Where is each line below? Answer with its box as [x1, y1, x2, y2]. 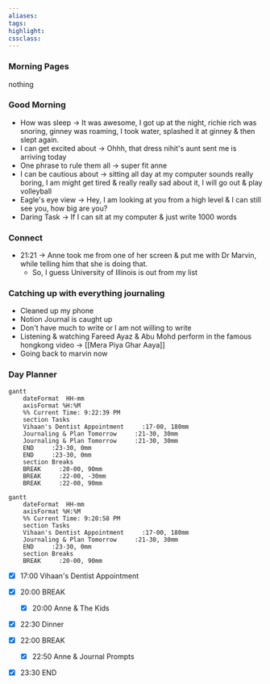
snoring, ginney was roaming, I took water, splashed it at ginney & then [19, 126, 255, 136]
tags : [8, 19, 27, 27]
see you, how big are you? [19, 203, 108, 213]
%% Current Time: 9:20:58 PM [23, 514, 121, 523]
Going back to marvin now [19, 348, 108, 359]
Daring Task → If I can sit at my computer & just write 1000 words [19, 211, 238, 222]
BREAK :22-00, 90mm [23, 479, 103, 487]
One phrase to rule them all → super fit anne [19, 161, 168, 170]
